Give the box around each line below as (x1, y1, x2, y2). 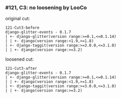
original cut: (5, 16, 30, 22)
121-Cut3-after (5, 66, 37, 71)
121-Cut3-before (5, 25, 39, 30)
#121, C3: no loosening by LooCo (5, 4, 87, 11)
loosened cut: (5, 56, 34, 62)
